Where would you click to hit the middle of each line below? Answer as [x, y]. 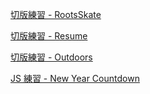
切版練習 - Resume [49, 36]
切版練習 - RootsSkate [56, 14]
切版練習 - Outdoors [51, 57]
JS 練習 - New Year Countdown [75, 78]
